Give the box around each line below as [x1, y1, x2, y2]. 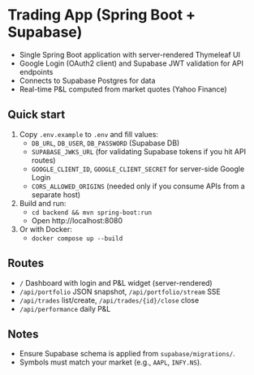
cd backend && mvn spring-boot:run [31, 209, 152, 217]
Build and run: [19, 198, 67, 208]
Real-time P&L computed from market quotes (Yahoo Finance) [19, 84, 228, 94]
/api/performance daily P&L [19, 304, 111, 313]
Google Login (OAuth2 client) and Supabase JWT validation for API [19, 58, 244, 68]
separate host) [31, 189, 81, 200]
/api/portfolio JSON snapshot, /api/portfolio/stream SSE [19, 287, 221, 296]
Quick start [7, 108, 66, 122]
